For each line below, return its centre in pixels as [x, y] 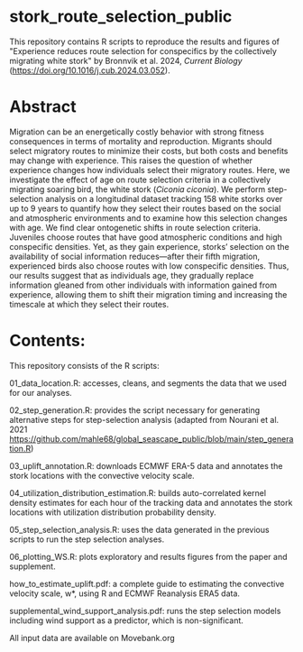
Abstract [43, 107]
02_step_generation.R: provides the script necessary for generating [135, 410]
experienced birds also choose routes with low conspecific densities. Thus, [149, 266]
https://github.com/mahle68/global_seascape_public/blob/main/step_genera [151, 438]
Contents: [47, 341]
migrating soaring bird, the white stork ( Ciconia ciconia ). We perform [138, 189]
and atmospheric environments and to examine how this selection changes [148, 217]
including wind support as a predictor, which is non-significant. [126, 620]
